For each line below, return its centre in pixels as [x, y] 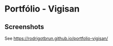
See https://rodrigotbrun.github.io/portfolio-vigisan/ [56, 38]
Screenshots [24, 27]
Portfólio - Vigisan [42, 9]
